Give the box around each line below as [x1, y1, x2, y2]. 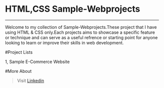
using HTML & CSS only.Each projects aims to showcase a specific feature [5, 29, 155, 35]
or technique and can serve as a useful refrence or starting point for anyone [5, 34, 158, 40]
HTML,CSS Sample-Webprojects [5, 3, 141, 15]
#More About [5, 68, 32, 74]
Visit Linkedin [17, 77, 44, 84]
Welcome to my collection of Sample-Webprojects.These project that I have [5, 24, 157, 30]
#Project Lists [5, 49, 33, 55]
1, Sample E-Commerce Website [5, 59, 70, 65]
